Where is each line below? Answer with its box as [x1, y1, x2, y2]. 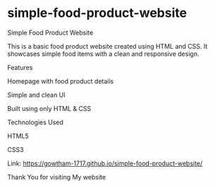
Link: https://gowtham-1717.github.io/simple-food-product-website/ [7, 159, 203, 168]
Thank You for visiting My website [7, 172, 106, 181]
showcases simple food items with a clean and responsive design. [7, 49, 199, 58]
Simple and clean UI [7, 90, 66, 99]
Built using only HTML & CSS [7, 104, 92, 112]
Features [7, 63, 33, 71]
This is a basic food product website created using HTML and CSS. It [7, 42, 208, 50]
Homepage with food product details [7, 76, 114, 86]
